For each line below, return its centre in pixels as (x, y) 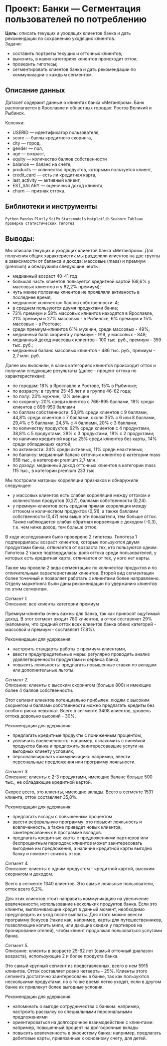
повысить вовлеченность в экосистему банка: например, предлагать (87, 1033)
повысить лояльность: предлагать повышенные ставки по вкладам (84, 665)
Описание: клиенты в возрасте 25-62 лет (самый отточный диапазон (79, 951)
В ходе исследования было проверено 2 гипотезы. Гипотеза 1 (71, 537)
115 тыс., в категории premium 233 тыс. (54, 471)
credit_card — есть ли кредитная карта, (54, 175)
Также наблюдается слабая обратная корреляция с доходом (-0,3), (85, 522)
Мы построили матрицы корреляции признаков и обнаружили (72, 481)
